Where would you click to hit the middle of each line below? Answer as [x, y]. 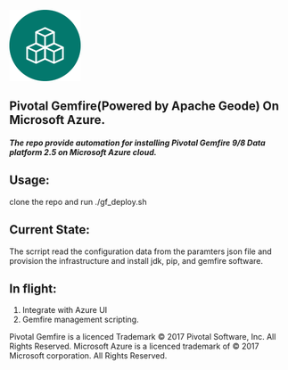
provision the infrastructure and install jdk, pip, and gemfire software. [136, 260]
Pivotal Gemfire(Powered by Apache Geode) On [144, 107]
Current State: [50, 230]
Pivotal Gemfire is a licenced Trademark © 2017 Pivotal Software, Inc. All [143, 337]
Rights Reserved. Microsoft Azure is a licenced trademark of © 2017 [134, 346]
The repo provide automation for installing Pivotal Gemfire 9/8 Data [137, 143]
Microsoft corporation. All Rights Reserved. [88, 356]
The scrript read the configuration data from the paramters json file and [140, 251]
